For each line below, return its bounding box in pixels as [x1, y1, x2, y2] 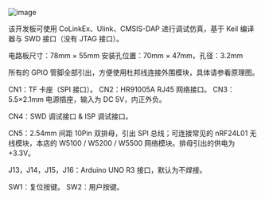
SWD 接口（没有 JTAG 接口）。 [23, 34, 124, 43]
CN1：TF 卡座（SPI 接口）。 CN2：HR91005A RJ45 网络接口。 [8, 84, 212, 94]
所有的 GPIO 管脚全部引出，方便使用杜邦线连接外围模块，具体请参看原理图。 [8, 68, 259, 77]
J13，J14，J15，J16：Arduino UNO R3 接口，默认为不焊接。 [8, 166, 207, 174]
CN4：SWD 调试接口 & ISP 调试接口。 [8, 111, 133, 121]
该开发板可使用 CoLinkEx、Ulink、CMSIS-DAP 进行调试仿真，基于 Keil [8, 24, 239, 33]
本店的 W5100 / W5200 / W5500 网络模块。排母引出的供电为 [35, 139, 236, 147]
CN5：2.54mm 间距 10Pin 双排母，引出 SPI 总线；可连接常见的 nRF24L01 [8, 128, 248, 138]
